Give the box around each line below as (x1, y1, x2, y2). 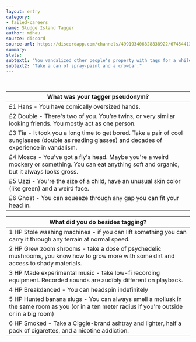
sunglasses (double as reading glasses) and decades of (9, 136, 162, 144)
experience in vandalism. (9, 144, 78, 152)
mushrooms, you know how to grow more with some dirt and (9, 252, 175, 260)
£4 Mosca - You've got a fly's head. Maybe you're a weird (9, 153, 169, 161)
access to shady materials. (9, 260, 82, 268)
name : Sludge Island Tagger (6, 25, 75, 31)
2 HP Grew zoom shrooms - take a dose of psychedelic (9, 245, 162, 253)
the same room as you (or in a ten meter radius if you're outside (9, 302, 183, 310)
